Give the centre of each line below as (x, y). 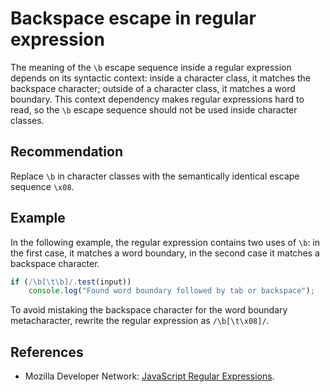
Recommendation (66, 152)
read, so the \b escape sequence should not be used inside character (154, 109)
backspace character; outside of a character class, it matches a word (153, 88)
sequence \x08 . (42, 186)
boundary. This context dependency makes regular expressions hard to (157, 99)
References (47, 352)
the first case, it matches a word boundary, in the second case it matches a (165, 253)
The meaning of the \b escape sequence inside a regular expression (151, 67)
